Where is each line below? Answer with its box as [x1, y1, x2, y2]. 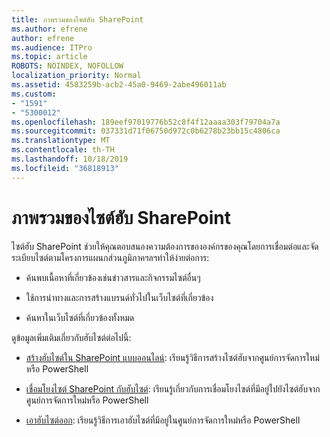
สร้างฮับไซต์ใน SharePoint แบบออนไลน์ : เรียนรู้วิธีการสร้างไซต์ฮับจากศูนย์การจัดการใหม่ [25, 351, 320, 363]
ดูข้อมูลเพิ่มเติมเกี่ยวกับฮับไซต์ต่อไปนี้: [11, 331, 132, 343]
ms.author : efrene [11, 24, 88, 34]
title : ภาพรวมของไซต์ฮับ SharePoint [11, 14, 144, 25]
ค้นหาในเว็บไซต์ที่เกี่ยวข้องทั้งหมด [25, 311, 135, 323]
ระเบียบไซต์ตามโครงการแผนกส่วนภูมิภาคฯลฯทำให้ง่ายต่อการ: [11, 251, 210, 263]
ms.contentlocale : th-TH [11, 145, 115, 155]
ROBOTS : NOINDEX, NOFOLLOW [11, 61, 124, 71]
